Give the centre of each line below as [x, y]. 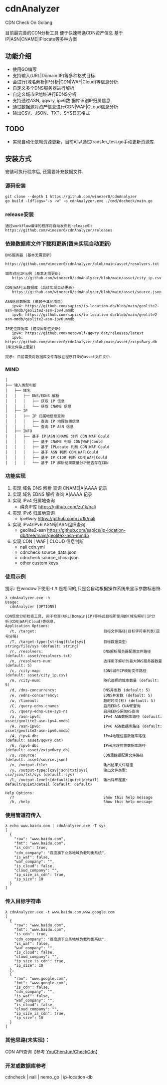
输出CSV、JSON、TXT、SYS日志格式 [51, 113]
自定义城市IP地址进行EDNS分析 [44, 94]
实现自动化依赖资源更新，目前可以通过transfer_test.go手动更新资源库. [84, 141]
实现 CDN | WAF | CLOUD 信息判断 [48, 541]
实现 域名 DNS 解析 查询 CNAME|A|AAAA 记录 [60, 488]
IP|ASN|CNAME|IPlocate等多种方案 [41, 39]
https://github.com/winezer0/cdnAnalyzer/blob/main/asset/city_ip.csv [87, 278]
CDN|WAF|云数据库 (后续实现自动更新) [40, 288]
